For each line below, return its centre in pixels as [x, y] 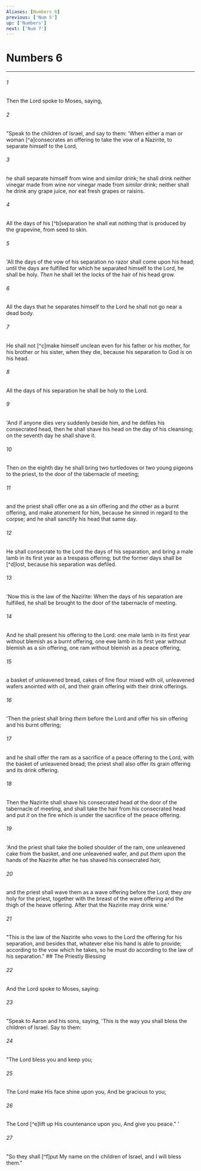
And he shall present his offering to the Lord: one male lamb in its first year [98, 635]
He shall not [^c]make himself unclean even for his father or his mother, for [98, 346]
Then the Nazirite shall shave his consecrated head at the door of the [92, 802]
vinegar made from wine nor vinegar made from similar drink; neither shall [98, 184]
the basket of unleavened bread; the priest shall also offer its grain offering [98, 764]
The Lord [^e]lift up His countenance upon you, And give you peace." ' [93, 1124]
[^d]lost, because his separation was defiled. [61, 564]
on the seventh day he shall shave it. [51, 435]
